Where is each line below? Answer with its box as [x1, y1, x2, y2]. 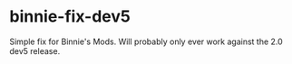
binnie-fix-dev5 [9, 6, 131, 27]
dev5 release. [9, 45, 61, 56]
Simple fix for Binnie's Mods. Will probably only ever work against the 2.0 [9, 36, 283, 47]
